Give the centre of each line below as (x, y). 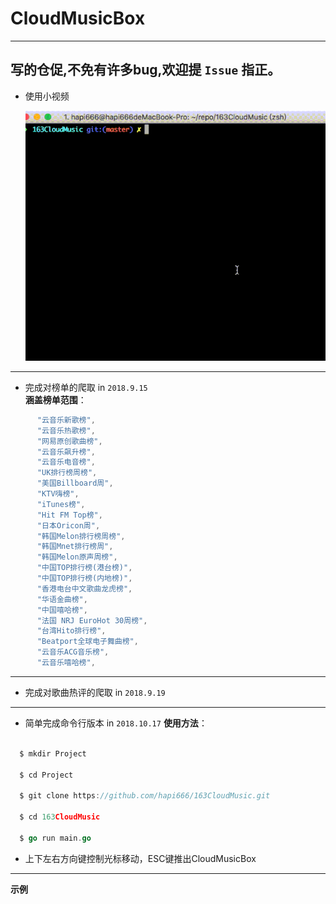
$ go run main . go (55, 838)
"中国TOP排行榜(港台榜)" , (84, 568)
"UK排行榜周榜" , (67, 473)
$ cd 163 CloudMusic (60, 817)
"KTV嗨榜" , (58, 494)
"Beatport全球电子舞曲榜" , (87, 642)
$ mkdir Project (53, 753)
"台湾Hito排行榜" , (71, 631)
